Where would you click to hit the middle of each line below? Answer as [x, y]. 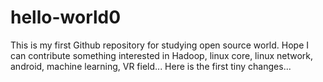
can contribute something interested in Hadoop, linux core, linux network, [162, 55]
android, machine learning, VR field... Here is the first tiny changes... [151, 66]
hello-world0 [66, 17]
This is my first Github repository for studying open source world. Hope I [160, 45]
